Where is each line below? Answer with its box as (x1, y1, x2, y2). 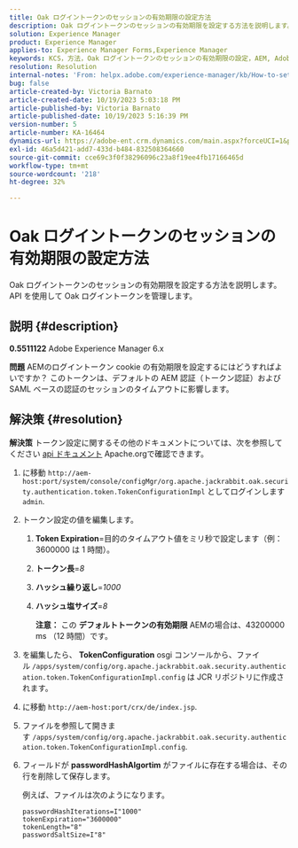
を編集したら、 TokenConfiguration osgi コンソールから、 (21, 649, 237, 660)
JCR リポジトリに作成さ (196, 671, 285, 682)
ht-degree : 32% (9, 178, 66, 187)
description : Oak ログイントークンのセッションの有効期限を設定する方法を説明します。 (9, 21, 294, 30)
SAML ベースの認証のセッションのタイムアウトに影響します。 (9, 383, 234, 394)
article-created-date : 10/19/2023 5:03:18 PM (9, 95, 180, 105)
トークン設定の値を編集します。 (21, 514, 139, 525)
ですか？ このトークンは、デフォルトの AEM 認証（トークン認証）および (16, 372, 282, 383)
